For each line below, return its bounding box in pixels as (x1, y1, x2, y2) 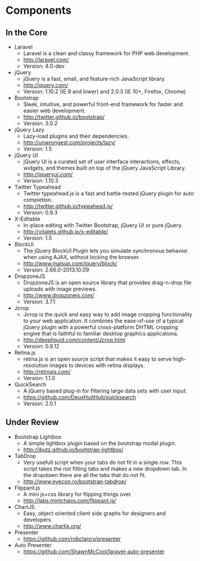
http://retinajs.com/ (23, 368, 71, 375)
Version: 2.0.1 (23, 400, 56, 407)
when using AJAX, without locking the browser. (23, 254, 140, 261)
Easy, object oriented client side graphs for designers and (23, 509, 166, 517)
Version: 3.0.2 (23, 120, 58, 126)
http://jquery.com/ (23, 82, 68, 89)
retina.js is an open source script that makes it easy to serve (23, 355, 172, 363)
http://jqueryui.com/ (23, 171, 73, 177)
